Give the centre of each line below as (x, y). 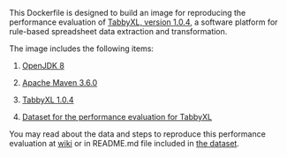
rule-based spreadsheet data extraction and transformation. (118, 31)
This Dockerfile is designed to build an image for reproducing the (128, 13)
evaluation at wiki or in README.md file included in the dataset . (125, 143)
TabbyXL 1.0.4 (48, 100)
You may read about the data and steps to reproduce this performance (138, 134)
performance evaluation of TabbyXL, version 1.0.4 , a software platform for (143, 22)
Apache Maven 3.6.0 (60, 82)
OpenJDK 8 (43, 66)
